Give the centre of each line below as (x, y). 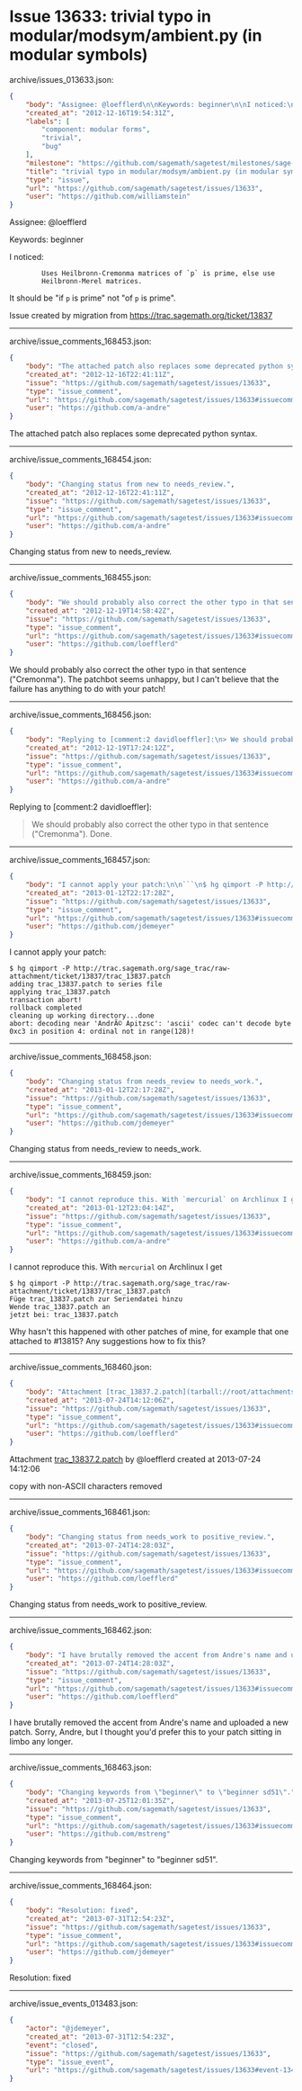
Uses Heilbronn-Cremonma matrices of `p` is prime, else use (159, 274)
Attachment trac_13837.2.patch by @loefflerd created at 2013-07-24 (135, 1459)
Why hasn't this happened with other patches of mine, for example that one (149, 1332)
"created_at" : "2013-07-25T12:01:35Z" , (100, 1800)
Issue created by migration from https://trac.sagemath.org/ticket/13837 (141, 316)
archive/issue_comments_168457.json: (80, 860)
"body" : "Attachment (64, 1392)
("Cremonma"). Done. (71, 834)
